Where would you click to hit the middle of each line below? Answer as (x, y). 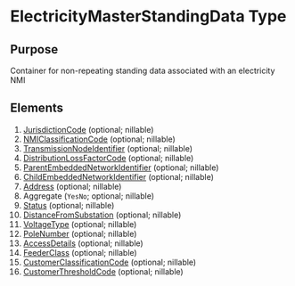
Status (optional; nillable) (69, 205)
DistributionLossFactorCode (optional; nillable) (108, 158)
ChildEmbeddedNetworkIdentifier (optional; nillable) (119, 176)
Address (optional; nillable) (72, 186)
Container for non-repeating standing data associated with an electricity (143, 70)
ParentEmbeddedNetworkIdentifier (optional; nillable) (121, 168)
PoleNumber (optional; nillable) (80, 233)
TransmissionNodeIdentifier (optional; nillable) (108, 148)
